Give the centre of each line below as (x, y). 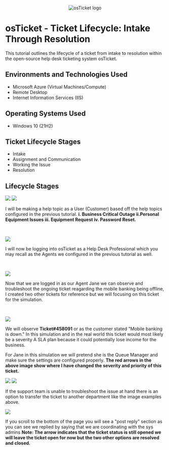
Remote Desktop (30, 92)
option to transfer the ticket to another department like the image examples (83, 397)
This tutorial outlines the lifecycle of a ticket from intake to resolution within (83, 53)
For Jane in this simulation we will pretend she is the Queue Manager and (82, 355)
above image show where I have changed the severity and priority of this (83, 366)
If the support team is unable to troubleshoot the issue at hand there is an (82, 392)
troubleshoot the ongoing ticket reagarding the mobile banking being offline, (85, 289)
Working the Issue (31, 165)
